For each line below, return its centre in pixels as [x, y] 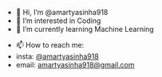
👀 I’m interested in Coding [58, 21]
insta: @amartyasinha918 [57, 56]
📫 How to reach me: [50, 45]
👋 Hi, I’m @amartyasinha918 [62, 12]
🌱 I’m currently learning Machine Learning [85, 29]
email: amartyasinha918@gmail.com [75, 65]
